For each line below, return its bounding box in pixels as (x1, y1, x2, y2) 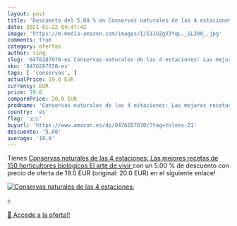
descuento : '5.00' (7, 128, 61, 135)
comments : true (7, 37, 52, 44)
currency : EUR (7, 82, 49, 89)
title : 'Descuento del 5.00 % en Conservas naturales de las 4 (7, 17, 197, 24)
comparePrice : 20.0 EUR (7, 96, 78, 103)
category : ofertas (7, 43, 61, 50)
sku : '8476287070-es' (7, 63, 71, 70)
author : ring (7, 50, 46, 57)
